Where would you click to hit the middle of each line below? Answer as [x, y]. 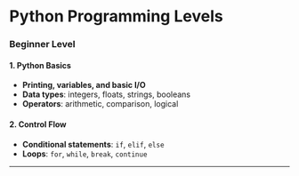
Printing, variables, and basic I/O [84, 85]
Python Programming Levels [117, 16]
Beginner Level [42, 44]
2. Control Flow [38, 124]
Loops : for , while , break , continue [85, 154]
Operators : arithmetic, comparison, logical [100, 104]
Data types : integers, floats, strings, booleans [106, 94]
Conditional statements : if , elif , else [93, 144]
